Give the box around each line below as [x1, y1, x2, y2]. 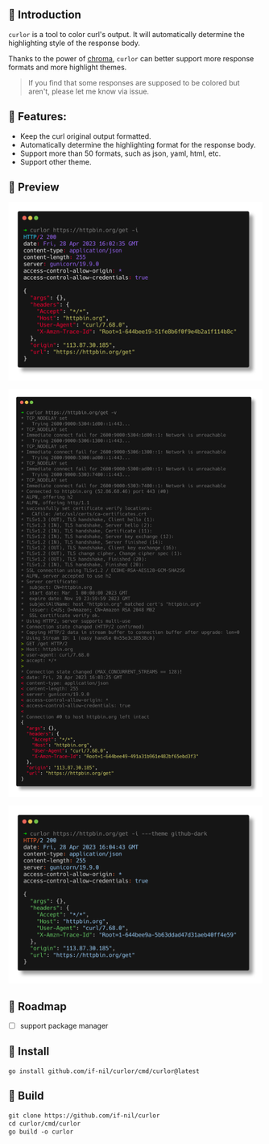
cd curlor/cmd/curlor [8, 1119, 81, 1128]
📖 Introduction [8, 8, 82, 22]
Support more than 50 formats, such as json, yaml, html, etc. [19, 148, 221, 158]
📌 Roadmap [8, 1000, 67, 1013]
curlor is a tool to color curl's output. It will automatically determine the [8, 29, 246, 39]
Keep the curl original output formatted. [19, 131, 151, 141]
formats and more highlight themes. [8, 62, 127, 72]
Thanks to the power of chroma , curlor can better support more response [8, 53, 255, 63]
